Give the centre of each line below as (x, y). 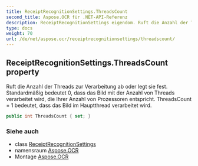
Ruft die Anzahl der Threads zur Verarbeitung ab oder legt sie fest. (87, 86)
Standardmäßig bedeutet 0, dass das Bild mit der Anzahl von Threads (90, 93)
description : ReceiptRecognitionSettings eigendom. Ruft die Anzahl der (97, 22)
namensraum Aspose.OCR (47, 150)
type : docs (19, 28)
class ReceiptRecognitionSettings (55, 144)
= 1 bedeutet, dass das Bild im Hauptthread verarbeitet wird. (79, 105)
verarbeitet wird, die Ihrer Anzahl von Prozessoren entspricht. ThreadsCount (99, 99)
